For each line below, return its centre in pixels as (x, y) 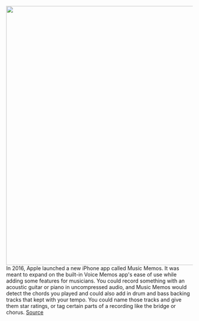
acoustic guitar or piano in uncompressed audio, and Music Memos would (97, 287)
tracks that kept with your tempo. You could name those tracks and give (94, 300)
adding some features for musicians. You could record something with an (96, 281)
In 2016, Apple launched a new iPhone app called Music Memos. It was (93, 268)
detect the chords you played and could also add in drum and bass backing (98, 293)
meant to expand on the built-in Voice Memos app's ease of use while (92, 275)
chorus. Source (25, 312)
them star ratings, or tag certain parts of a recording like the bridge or (91, 306)
